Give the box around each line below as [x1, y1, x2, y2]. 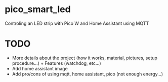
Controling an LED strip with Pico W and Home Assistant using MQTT [5, 20, 149, 26]
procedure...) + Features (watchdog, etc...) [12, 60, 102, 66]
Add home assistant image [12, 65, 68, 71]
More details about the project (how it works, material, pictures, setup [12, 55, 158, 61]
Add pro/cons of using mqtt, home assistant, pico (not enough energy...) [12, 71, 163, 77]
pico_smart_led [5, 4, 71, 15]
